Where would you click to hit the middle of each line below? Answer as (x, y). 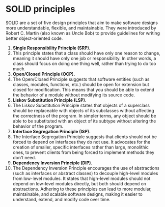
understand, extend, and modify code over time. (62, 199)
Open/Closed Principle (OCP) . (44, 74)
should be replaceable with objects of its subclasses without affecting (83, 110)
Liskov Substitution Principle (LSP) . (49, 100)
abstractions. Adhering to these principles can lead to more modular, (82, 189)
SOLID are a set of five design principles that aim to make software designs (82, 23)
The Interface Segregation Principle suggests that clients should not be (85, 137)
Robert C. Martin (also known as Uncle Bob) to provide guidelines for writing (83, 33)
